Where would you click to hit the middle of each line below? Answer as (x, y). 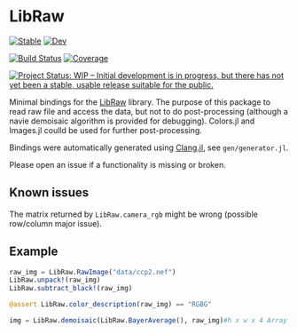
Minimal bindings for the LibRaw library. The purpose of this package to (140, 102)
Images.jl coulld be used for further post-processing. (106, 130)
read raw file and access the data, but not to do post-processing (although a (148, 111)
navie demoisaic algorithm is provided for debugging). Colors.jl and (132, 121)
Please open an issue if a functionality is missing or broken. (117, 164)
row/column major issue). (55, 223)
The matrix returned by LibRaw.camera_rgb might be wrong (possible (134, 214)
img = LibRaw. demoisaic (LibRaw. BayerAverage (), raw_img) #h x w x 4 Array (148, 321)
